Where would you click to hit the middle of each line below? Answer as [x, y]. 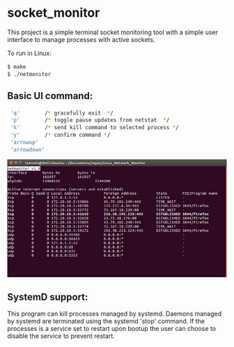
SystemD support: [48, 297]
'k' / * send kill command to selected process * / [94, 128]
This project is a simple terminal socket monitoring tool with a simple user [112, 32]
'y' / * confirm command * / [60, 135]
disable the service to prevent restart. [61, 336]
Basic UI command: [50, 96]
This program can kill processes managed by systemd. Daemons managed [115, 314]
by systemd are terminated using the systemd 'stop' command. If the [106, 321]
